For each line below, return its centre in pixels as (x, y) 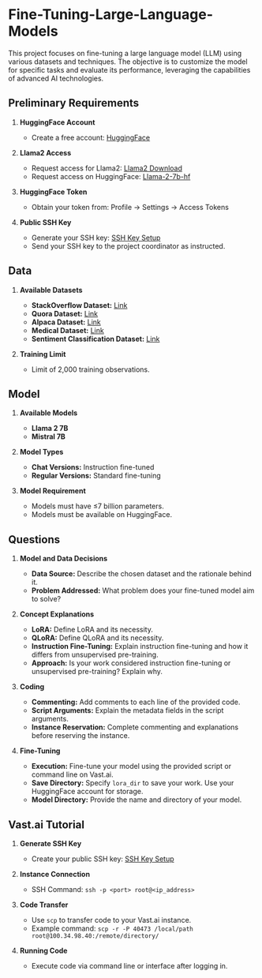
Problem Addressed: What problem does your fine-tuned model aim (143, 590)
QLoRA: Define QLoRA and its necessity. (97, 638)
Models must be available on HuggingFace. (101, 515)
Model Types (41, 452)
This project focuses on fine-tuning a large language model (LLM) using (125, 53)
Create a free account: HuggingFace (91, 137)
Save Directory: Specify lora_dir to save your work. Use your (133, 783)
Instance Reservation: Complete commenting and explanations (135, 727)
